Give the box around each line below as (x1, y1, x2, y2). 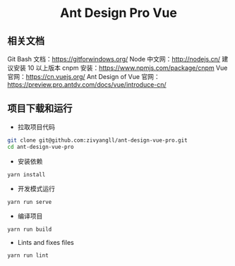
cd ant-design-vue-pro (7, 143, 74, 150)
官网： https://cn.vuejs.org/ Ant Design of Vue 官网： (7, 73, 160, 80)
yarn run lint (7, 252, 49, 259)
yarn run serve (7, 198, 52, 205)
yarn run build (7, 226, 52, 233)
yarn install (7, 171, 46, 178)
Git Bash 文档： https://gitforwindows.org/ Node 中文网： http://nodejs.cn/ (7, 55, 221, 63)
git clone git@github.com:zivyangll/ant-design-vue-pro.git (7, 136, 188, 144)
